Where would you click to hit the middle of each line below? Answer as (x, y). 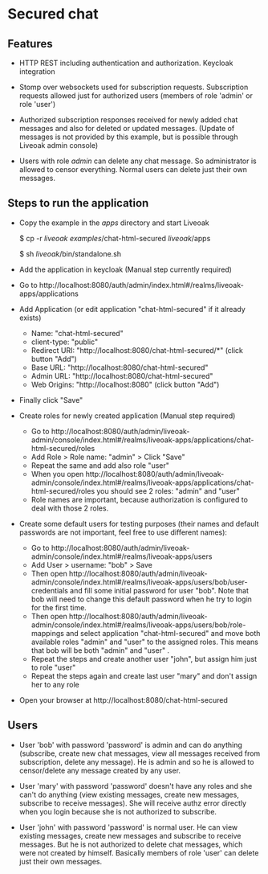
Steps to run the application (78, 203)
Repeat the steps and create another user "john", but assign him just (144, 659)
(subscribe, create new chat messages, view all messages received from (140, 753)
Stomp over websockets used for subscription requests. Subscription (134, 87)
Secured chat (53, 14)
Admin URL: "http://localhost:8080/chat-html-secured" (122, 375)
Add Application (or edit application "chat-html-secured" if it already (132, 309)
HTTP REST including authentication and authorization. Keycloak (126, 63)
